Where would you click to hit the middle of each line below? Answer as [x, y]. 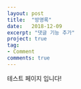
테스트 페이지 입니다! [34, 78]
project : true [27, 39]
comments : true [29, 58]
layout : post [26, 13]
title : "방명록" [30, 20]
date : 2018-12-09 [35, 26]
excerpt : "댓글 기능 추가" [41, 33]
